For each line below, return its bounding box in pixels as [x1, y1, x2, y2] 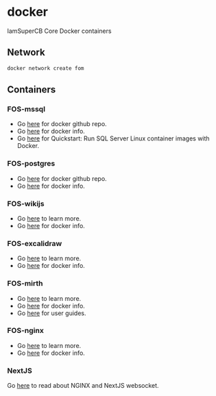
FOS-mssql [7, 104, 46, 114]
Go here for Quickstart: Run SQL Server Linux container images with [16, 134, 211, 143]
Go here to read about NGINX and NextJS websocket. [7, 382, 159, 390]
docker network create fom [7, 64, 84, 72]
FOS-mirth [7, 279, 43, 288]
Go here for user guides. [16, 309, 86, 317]
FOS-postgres [7, 159, 56, 169]
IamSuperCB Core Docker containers [7, 27, 112, 35]
